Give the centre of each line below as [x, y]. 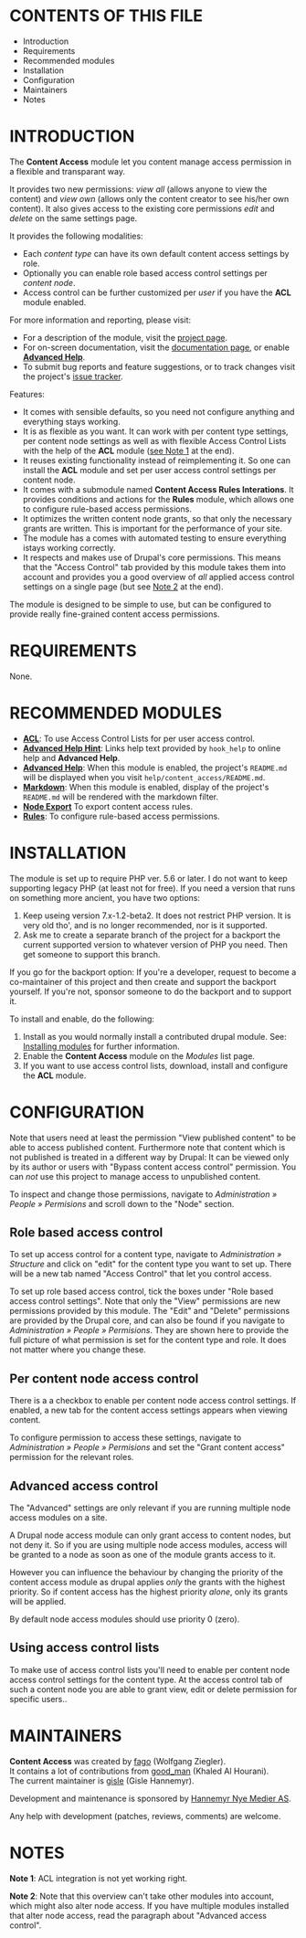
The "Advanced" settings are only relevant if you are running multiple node [150, 1508]
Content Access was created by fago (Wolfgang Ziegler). [118, 1761]
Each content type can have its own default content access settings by [156, 253]
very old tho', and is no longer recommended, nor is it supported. [145, 925]
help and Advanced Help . [71, 757]
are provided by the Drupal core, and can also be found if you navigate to [147, 1320]
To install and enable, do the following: [82, 1019]
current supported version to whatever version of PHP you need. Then [155, 944]
